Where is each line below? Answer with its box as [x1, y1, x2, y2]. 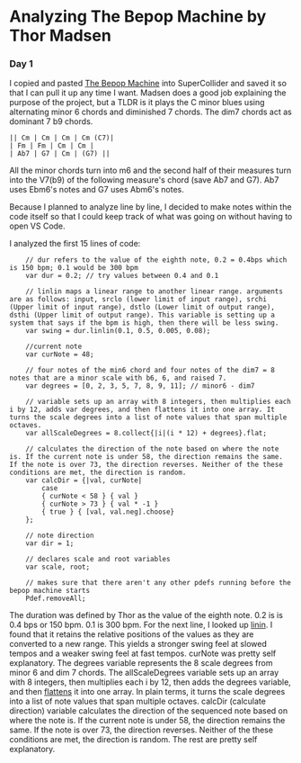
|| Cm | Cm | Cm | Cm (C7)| [9, 133, 115, 143]
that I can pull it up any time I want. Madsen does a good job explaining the [9, 87, 287, 98]
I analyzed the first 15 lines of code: [9, 238, 141, 249]
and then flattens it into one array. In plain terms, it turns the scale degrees [9, 687, 286, 697]
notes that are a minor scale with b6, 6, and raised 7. [9, 373, 227, 383]
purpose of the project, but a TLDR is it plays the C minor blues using [9, 97, 265, 108]
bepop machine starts [9, 587, 91, 596]
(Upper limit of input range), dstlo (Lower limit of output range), [9, 303, 276, 312]
